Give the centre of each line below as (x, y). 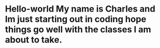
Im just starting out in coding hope (76, 19)
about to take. (34, 40)
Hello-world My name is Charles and (80, 9)
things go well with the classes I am (78, 30)
